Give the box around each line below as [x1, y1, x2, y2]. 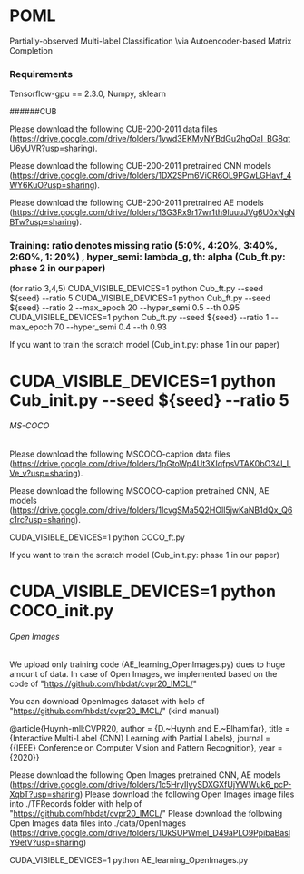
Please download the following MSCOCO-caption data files [9, 448, 230, 459]
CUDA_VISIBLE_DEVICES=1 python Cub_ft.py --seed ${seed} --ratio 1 [9, 311, 270, 322]
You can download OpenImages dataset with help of [9, 696, 206, 707]
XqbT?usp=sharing [9, 789, 81, 800]
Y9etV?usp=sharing [9, 837, 84, 849]
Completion [9, 44, 53, 55]
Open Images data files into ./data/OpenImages [9, 818, 187, 829]
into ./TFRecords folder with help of [9, 799, 142, 810]
